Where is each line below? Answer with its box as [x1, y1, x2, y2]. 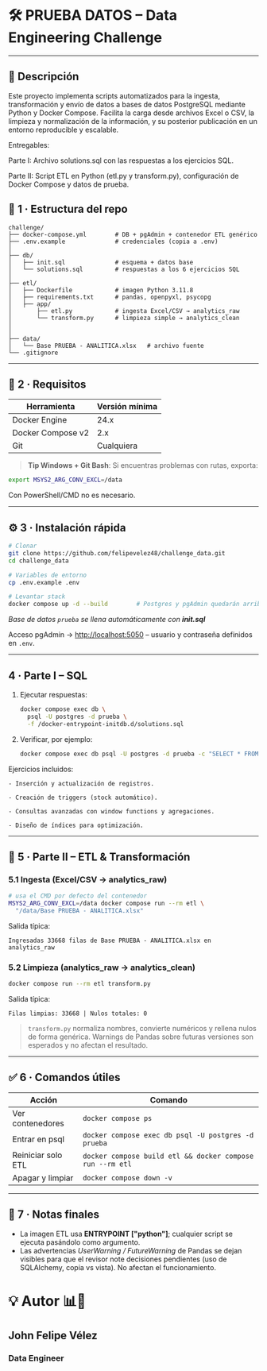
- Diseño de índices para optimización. [8, 821, 145, 829]
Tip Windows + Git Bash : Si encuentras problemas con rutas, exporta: [27, 461, 258, 470]
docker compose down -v [82, 1173, 172, 1182]
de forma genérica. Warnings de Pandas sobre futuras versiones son [27, 1032, 254, 1041]
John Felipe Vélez [8, 1329, 98, 1342]
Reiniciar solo [12, 1149, 63, 1161]
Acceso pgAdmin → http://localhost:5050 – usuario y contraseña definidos [8, 630, 253, 639]
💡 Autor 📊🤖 [8, 1292, 87, 1310]
